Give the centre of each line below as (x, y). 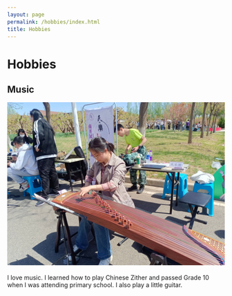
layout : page (26, 14)
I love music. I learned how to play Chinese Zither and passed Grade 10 (108, 278)
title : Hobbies (29, 29)
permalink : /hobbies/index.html (54, 22)
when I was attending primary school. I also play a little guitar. (95, 285)
